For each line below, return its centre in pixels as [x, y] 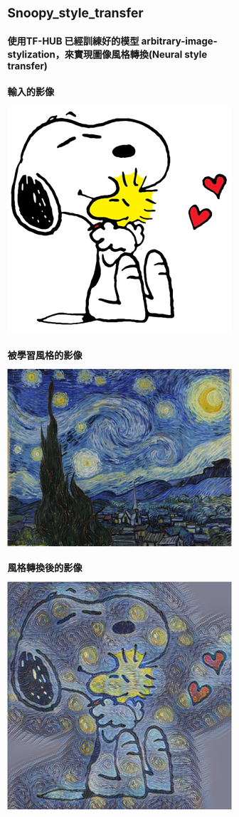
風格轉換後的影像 [45, 568]
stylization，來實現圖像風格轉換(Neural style [107, 54]
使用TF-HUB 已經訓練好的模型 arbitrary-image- [113, 41]
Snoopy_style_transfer [75, 13]
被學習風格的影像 [45, 355]
